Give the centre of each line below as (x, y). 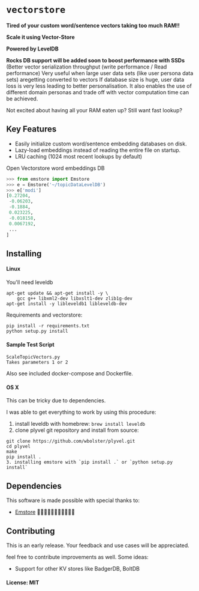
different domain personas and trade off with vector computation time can (98, 92)
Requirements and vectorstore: (44, 315)
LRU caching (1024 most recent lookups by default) (79, 156)
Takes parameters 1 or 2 (37, 362)
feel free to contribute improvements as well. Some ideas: (77, 557)
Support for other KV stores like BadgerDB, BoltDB (77, 568)
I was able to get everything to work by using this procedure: (81, 412)
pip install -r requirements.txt (48, 326)
